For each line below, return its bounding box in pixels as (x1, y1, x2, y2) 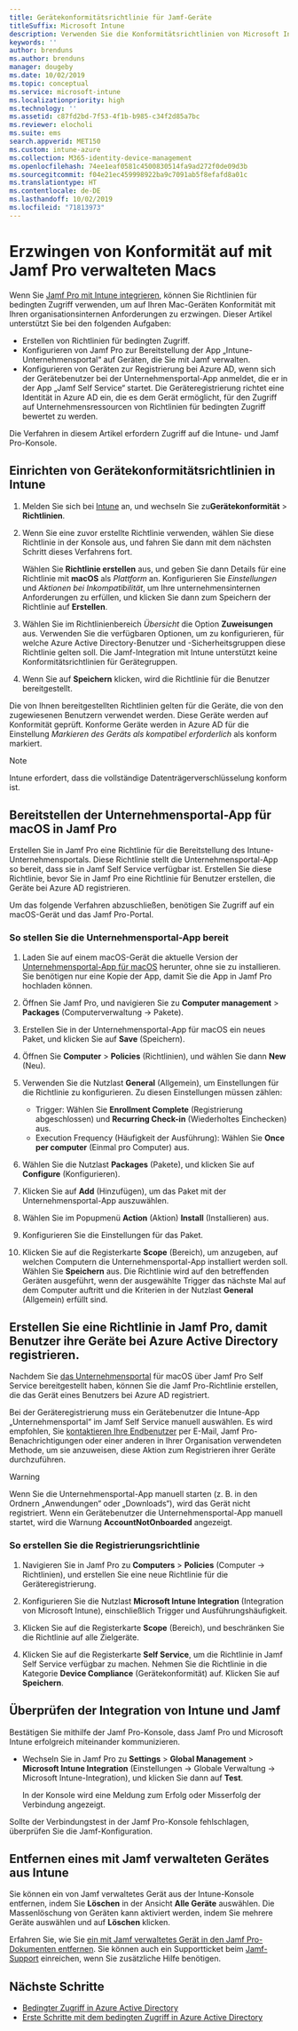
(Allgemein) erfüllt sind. (21, 1294, 108, 1305)
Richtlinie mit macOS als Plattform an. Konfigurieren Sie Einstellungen (21, 572, 278, 583)
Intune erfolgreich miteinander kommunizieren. (9, 1736, 180, 1747)
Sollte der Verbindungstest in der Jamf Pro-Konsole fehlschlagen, (9, 1816, 250, 1827)
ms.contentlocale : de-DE (9, 187, 101, 196)
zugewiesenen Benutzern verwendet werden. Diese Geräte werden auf (9, 709, 269, 720)
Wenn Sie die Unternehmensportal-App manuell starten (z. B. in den (9, 1489, 258, 1499)
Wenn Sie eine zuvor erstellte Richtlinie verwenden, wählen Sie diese (21, 527, 275, 538)
